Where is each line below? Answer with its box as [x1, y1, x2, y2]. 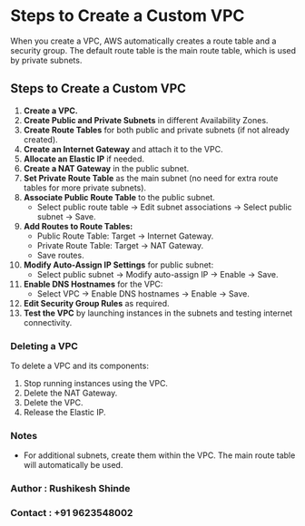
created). [23, 133, 58, 145]
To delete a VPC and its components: [10, 360, 149, 372]
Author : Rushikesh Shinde [10, 482, 131, 495]
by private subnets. [10, 54, 83, 65]
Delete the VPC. [23, 397, 84, 408]
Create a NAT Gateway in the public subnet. [23, 162, 190, 173]
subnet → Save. [36, 210, 96, 222]
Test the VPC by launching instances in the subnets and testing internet [23, 307, 293, 318]
